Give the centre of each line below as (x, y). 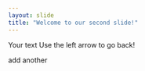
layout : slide (31, 15)
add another (28, 60)
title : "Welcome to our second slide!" (73, 23)
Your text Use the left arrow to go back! (72, 44)
